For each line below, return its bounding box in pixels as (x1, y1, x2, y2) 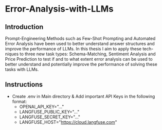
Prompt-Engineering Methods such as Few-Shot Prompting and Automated (5, 35, 156, 41)
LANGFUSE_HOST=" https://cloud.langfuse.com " (19, 119, 118, 125)
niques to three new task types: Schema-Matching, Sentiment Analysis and (5, 51, 156, 57)
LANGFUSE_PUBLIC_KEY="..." (19, 109, 79, 114)
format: (12, 98, 27, 104)
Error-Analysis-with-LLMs (5, 3, 114, 15)
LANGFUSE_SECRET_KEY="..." (19, 114, 80, 120)
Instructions (5, 81, 43, 89)
